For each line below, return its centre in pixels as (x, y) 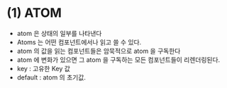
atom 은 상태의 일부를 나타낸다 (59, 33)
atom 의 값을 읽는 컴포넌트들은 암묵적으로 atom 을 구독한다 (99, 51)
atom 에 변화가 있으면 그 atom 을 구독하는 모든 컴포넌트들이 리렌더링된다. (118, 59)
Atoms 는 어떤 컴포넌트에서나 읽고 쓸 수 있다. (79, 42)
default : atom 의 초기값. (51, 77)
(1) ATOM (34, 13)
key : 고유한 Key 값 (43, 68)
